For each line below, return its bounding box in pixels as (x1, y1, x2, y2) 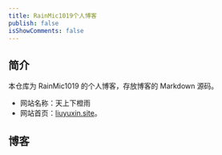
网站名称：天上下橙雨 (19, 98, 91, 108)
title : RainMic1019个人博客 (8, 11, 98, 20)
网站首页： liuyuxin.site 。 (19, 108, 102, 118)
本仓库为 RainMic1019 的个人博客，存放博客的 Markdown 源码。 (8, 81, 219, 91)
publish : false (8, 19, 59, 27)
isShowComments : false (8, 27, 84, 35)
